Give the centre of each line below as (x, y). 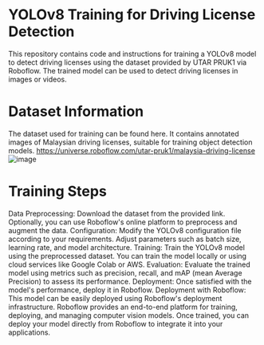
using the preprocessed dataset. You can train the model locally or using (128, 256)
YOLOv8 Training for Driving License (132, 15)
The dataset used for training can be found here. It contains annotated (124, 133)
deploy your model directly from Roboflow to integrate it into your (116, 323)
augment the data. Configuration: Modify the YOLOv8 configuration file (125, 230)
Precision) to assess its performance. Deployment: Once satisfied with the (130, 281)
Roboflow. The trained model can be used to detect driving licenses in (123, 70)
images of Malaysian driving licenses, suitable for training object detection (130, 142)
